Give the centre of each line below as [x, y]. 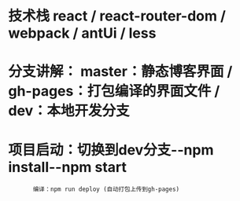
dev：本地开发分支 [69, 111]
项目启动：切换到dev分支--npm [111, 150]
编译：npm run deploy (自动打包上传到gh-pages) [106, 189]
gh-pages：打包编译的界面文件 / [114, 91]
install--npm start [68, 167]
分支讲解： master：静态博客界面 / [120, 72]
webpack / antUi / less [82, 33]
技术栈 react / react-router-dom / [117, 16]
